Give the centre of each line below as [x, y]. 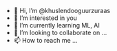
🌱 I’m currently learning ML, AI [56, 25]
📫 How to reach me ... [45, 40]
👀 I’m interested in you [45, 18]
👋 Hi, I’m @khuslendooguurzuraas [62, 11]
